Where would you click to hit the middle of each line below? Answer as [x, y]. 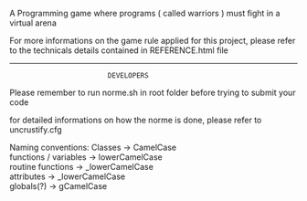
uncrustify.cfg [36, 130]
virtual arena [33, 23]
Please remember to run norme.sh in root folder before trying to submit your [153, 92]
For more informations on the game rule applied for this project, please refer [153, 41]
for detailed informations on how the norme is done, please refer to [136, 120]
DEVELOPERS [128, 76]
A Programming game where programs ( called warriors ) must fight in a [145, 13]
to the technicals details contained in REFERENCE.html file [119, 50]
